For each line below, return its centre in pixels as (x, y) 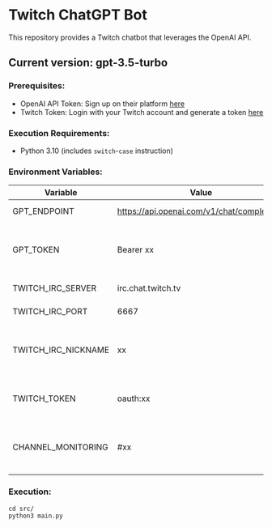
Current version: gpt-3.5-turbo (88, 63)
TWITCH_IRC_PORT (50, 312)
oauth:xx (134, 398)
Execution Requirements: (59, 133)
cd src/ (21, 509)
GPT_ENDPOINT (43, 211)
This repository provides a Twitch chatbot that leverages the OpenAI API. (130, 37)
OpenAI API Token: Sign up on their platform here (102, 104)
